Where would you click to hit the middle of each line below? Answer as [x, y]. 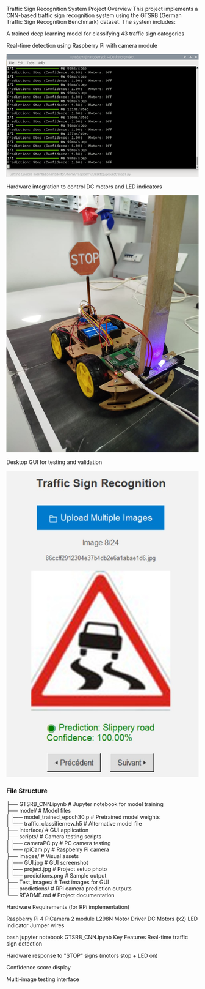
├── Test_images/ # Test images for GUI [58, 882]
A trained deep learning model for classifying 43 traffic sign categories [95, 34]
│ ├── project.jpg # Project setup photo [57, 869]
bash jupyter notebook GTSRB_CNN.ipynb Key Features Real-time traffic [97, 937]
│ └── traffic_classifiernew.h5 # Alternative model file [74, 824]
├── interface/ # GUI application [48, 830]
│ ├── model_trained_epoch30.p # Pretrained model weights [83, 817]
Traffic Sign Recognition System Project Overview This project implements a [102, 9]
